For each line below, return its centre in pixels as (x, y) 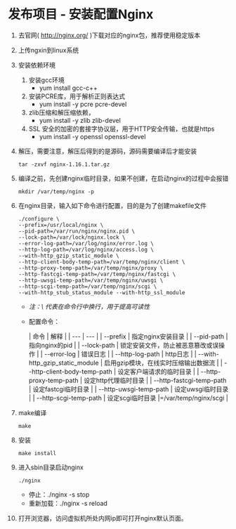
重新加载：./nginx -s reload (68, 503)
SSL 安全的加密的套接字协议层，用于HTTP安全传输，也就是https (122, 129)
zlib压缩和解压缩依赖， (61, 112)
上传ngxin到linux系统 (48, 50)
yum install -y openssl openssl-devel (92, 136)
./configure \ (39, 218)
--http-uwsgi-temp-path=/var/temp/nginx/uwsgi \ (91, 280)
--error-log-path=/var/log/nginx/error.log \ (86, 243)
